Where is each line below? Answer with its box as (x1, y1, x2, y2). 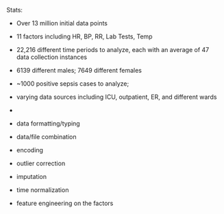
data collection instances (16, 53, 87, 61)
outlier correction (16, 159, 66, 167)
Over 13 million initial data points (16, 19, 108, 27)
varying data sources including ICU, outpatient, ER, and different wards (16, 93, 217, 101)
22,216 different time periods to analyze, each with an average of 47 (16, 46, 210, 53)
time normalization (16, 186, 69, 194)
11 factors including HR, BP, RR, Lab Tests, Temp (16, 32, 153, 40)
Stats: (6, 6, 23, 14)
